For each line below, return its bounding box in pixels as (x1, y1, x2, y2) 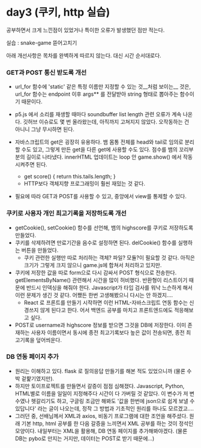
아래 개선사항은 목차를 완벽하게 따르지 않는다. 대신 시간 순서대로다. (6, 52, 162, 59)
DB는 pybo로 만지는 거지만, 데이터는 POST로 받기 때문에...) (14, 435, 155, 442)
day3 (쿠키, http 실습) (6, 5, 110, 19)
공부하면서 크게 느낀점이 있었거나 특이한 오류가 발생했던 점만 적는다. (6, 26, 165, 34)
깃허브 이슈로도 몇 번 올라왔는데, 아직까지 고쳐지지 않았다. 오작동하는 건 (23, 118, 190, 126)
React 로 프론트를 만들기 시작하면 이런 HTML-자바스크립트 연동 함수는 (23, 299, 188, 306)
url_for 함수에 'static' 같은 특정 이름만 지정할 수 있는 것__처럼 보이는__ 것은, (14, 83, 191, 90)
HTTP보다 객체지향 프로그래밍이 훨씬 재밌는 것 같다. (23, 180, 146, 187)
